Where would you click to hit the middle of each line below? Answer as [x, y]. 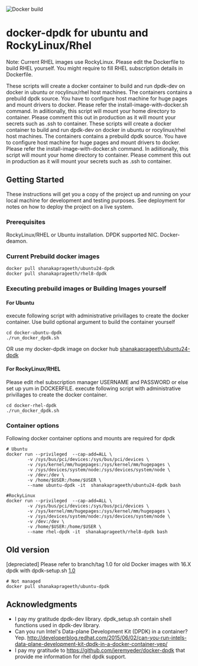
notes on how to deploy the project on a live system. [70, 206]
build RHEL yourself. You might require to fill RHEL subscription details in [95, 68]
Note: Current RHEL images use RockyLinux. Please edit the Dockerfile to [95, 61]
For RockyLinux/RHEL [33, 369]
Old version [28, 550]
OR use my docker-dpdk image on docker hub [62, 349]
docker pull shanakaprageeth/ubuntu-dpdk [58, 586]
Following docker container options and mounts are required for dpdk [91, 438]
